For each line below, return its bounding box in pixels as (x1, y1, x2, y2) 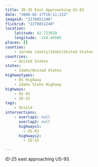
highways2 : (18, 133, 42, 138)
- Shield (14, 105, 33, 110)
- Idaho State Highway (14, 82, 62, 87)
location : (5, 26, 26, 31)
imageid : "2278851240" (5, 17, 53, 22)
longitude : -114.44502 (14, 36, 62, 41)
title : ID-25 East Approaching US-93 (5, 7, 84, 13)
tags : (5, 101, 17, 106)
